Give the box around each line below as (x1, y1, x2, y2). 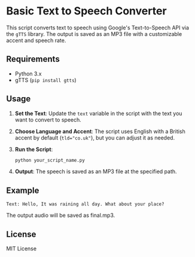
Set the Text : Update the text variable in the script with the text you (14, 110, 182, 117)
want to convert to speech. (14, 116, 82, 123)
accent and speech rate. (6, 37, 66, 44)
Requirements (6, 54, 60, 64)
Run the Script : (14, 146, 53, 153)
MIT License (6, 245, 37, 252)
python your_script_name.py (14, 157, 85, 163)
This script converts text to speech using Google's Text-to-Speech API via (6, 24, 190, 31)
